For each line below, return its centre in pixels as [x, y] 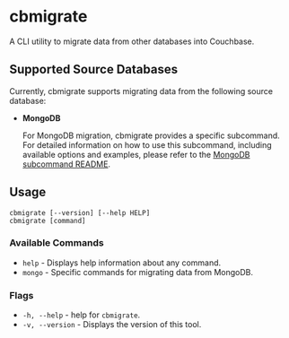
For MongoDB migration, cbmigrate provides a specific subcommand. [151, 135]
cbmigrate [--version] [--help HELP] [80, 212]
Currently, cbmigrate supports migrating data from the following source [141, 91]
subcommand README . [66, 164]
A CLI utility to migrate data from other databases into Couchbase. [132, 41]
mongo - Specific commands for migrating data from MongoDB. [138, 272]
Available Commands [57, 243]
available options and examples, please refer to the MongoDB [136, 154]
